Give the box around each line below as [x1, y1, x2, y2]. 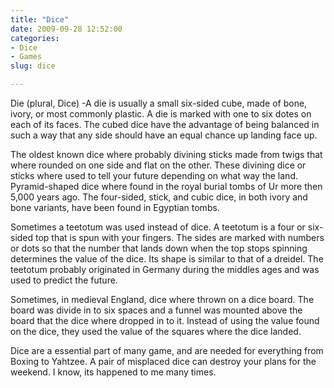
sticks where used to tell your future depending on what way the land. [10, 170, 298, 181]
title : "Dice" [10, 14, 70, 25]
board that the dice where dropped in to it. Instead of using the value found [10, 315, 320, 326]
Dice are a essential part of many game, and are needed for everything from [10, 345, 324, 356]
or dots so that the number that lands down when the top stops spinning [10, 242, 308, 254]
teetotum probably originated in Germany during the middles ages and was [10, 264, 320, 275]
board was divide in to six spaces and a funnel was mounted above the [10, 304, 303, 316]
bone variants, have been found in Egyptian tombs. [10, 202, 220, 213]
